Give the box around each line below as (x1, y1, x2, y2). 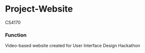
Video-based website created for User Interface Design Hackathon (5, 43, 141, 49)
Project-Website (5, 3, 73, 15)
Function (5, 32, 27, 38)
